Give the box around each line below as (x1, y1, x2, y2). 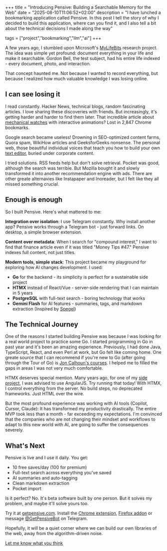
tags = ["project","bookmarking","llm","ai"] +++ (5, 35, 101, 41)
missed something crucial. (5, 181, 59, 187)
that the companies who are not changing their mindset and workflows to (5, 416, 156, 422)
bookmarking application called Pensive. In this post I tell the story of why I (5, 15, 159, 20)
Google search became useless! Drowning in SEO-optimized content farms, (5, 134, 161, 140)
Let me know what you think (5, 540, 63, 546)
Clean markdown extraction (12, 480, 70, 486)
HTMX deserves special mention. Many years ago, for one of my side (5, 375, 148, 381)
